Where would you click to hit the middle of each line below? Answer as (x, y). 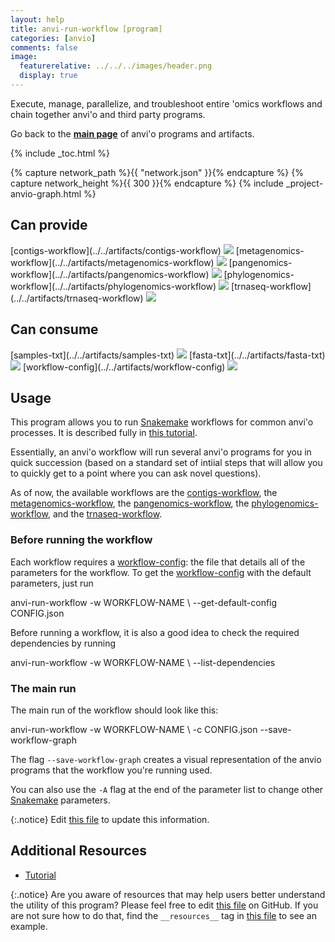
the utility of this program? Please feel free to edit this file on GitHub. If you (164, 905)
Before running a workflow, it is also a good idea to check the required (155, 632)
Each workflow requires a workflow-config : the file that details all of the (158, 562)
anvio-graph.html (46, 193)
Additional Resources (78, 851)
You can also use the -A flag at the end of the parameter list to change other (167, 789)
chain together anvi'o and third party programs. (108, 114)
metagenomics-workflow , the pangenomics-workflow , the (130, 503)
